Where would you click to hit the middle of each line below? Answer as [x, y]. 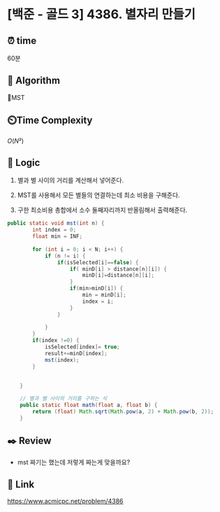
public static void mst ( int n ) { [56, 223]
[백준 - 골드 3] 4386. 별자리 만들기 [101, 14]
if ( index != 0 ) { [56, 341]
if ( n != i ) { [65, 256]
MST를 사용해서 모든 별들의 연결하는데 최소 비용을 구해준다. [98, 195]
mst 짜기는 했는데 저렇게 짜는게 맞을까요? [74, 462]
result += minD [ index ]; [76, 353]
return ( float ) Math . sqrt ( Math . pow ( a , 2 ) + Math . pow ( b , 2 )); [123, 411]
